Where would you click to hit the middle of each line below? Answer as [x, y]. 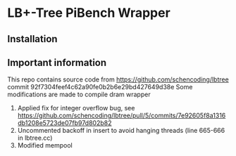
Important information [57, 62]
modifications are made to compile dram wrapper [79, 95]
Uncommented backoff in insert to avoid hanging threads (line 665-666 [121, 131]
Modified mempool [45, 145]
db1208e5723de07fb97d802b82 [64, 123]
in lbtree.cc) [35, 138]
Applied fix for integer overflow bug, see [76, 108]
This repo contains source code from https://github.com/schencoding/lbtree [118, 79]
